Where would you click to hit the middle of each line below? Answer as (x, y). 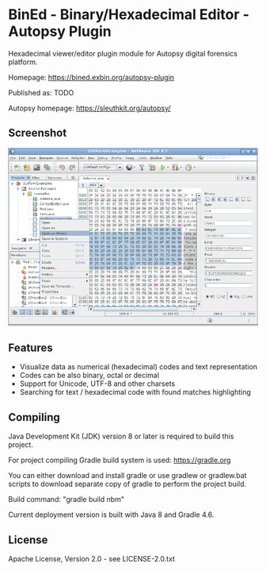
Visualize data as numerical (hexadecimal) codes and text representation (139, 367)
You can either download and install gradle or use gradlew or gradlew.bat (127, 476)
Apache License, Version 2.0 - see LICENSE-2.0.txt (92, 559)
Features (30, 348)
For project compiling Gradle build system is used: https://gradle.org (120, 460)
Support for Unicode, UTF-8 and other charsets (97, 384)
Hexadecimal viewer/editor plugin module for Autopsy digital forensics (123, 53)
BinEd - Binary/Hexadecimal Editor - (129, 15)
